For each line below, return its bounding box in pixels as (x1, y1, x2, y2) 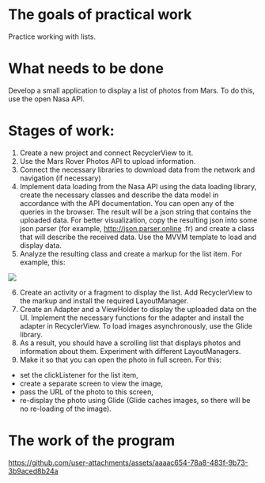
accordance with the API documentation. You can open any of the (19, 198, 235, 207)
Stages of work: (8, 122, 115, 140)
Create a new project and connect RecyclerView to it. (19, 148, 194, 158)
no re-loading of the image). (19, 404, 112, 413)
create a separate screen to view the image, (19, 378, 164, 388)
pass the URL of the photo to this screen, (19, 386, 154, 397)
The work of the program (8, 432, 176, 449)
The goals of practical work (8, 6, 192, 24)
